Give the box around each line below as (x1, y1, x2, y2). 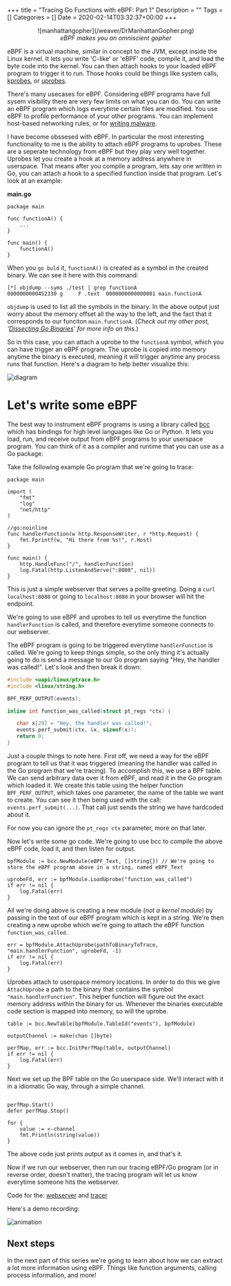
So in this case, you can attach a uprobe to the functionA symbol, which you (7, 338, 224, 346)
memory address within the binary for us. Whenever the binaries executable (7, 1000, 223, 1008)
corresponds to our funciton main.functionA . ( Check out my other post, (7, 317, 210, 325)
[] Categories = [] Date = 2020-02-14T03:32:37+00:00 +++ (7, 13, 177, 21)
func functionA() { (7, 215, 63, 222)
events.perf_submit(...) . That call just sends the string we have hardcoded (7, 803, 224, 811)
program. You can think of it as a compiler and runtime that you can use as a (7, 442, 224, 451)
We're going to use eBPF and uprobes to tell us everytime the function (7, 613, 207, 621)
